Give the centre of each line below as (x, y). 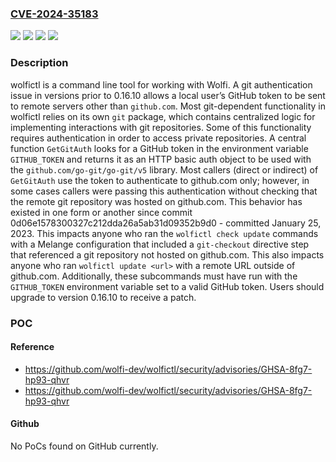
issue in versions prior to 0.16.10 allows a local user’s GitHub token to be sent (168, 95)
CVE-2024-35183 (54, 14)
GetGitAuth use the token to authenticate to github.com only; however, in (160, 180)
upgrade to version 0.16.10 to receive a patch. (103, 297)
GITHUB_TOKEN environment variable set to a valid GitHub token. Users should (167, 286)
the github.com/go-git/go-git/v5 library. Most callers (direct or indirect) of (164, 169)
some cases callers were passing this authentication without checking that (164, 191)
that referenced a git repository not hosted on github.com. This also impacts (167, 254)
